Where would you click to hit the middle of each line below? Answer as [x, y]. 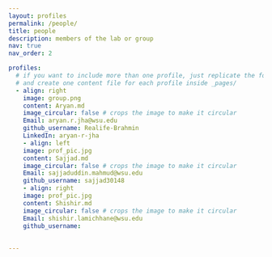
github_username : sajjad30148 [74, 181]
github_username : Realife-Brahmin [81, 128]
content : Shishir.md [57, 203]
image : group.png [52, 98]
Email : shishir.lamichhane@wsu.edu [83, 218]
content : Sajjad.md [56, 158]
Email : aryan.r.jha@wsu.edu [70, 121]
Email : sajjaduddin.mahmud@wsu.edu [83, 173]
